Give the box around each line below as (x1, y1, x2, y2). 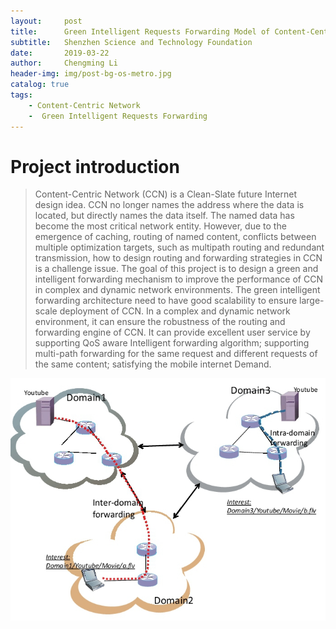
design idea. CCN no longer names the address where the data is (34, 199, 305, 211)
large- (299, 295, 325, 307)
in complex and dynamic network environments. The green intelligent (34, 284, 321, 296)
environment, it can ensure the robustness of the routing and (34, 316, 286, 328)
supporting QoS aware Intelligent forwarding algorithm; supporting (34, 337, 310, 349)
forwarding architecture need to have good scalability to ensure (34, 295, 298, 307)
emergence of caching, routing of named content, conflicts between (34, 231, 317, 243)
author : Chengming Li (10, 58, 118, 69)
